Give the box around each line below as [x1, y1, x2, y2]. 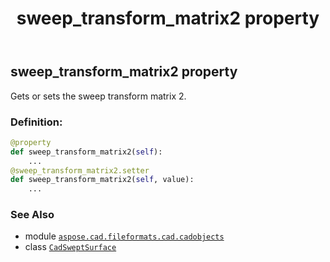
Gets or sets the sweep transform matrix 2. [10, 90, 187, 102]
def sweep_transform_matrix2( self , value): [10, 175, 195, 185]
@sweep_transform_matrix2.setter [10, 165, 150, 176]
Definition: [10, 115, 63, 129]
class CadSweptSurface [24, 241, 117, 253]
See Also [10, 208, 55, 222]
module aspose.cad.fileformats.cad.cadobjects [24, 230, 225, 242]
